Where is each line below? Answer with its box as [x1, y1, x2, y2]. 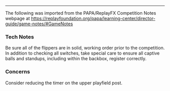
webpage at [5, 16, 30, 21]
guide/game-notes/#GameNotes [5, 21, 73, 27]
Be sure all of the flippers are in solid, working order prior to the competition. [5, 45, 165, 51]
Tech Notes [5, 33, 34, 40]
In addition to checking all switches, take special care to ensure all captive [5, 50, 160, 56]
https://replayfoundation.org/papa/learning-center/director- [31, 16, 156, 21]
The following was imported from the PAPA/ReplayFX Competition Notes [5, 10, 156, 16]
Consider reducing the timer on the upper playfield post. [5, 79, 123, 86]
